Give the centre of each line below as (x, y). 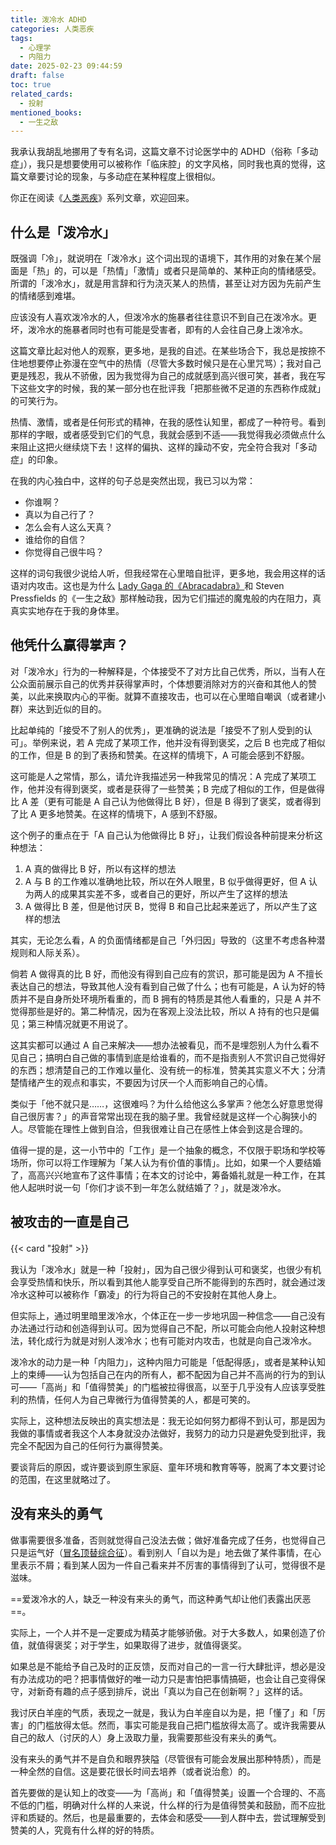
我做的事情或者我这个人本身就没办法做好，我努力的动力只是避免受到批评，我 (168, 1433)
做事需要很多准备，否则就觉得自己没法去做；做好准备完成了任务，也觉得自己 (168, 1540)
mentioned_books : (46, 112)
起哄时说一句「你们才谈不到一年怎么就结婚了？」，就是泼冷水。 (157, 1187)
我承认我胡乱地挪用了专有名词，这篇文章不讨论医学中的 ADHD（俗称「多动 (164, 152)
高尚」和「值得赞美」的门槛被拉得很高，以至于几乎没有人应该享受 (180, 1387)
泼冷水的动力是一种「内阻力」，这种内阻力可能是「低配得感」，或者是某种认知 (168, 1362)
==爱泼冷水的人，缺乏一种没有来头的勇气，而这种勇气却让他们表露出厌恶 (161, 1598)
